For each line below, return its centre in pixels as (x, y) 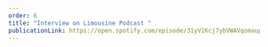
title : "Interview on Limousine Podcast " (80, 23)
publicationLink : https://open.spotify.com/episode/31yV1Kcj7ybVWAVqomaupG (137, 30)
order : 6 (23, 16)
